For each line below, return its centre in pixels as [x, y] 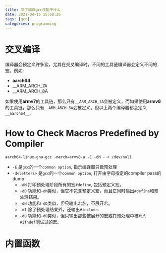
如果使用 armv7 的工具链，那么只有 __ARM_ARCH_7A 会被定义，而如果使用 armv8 [83, 101]
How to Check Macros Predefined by [82, 133]
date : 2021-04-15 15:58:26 [33, 14]
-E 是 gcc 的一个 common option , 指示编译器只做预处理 [65, 167]
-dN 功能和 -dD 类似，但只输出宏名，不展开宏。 [66, 203]
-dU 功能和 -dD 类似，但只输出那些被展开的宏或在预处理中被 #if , [83, 216]
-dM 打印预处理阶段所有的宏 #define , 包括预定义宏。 [72, 185]
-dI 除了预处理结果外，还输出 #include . [59, 210]
